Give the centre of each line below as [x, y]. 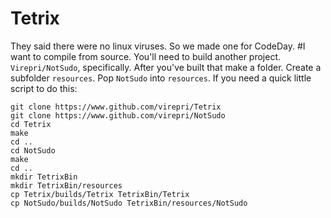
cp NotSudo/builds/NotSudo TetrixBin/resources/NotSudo [129, 203]
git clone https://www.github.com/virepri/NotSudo [118, 115]
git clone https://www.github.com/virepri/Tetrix [116, 107]
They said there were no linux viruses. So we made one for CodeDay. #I [158, 46]
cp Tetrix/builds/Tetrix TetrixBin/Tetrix [100, 194]
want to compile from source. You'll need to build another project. [146, 56]
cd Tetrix [31, 124]
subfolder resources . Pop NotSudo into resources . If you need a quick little [161, 78]
